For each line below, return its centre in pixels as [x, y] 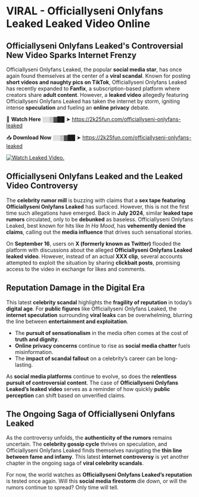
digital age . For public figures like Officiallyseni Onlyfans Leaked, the [91, 309]
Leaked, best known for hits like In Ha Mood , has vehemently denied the [96, 225]
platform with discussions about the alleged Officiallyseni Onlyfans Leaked [99, 250]
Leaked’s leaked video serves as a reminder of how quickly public [88, 389]
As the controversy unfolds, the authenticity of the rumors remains [89, 438]
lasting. [24, 365]
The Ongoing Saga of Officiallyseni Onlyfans [91, 414]
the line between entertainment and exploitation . [67, 321]
